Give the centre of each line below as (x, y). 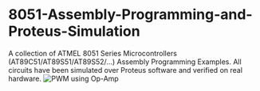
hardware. (25, 78)
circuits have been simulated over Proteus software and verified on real (126, 70)
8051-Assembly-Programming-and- (130, 15)
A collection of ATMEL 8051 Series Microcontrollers (93, 53)
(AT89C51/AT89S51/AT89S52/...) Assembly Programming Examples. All (125, 62)
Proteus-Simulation (75, 31)
